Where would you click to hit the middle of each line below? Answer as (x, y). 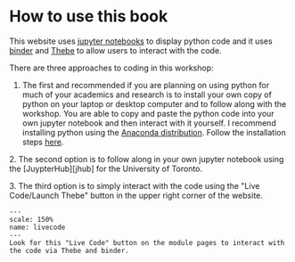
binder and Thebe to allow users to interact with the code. (115, 50)
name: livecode (37, 227)
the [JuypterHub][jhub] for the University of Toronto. (106, 168)
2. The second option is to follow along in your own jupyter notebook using (147, 159)
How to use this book (89, 16)
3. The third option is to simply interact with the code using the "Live (135, 185)
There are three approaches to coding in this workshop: (111, 68)
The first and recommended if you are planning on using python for (146, 85)
